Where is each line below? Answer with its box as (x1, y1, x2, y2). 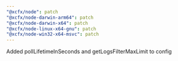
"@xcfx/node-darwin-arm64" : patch (6, 14, 94, 21)
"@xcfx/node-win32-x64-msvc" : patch (6, 31, 99, 37)
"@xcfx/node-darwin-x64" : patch (6, 20, 88, 26)
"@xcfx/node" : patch (6, 8, 59, 15)
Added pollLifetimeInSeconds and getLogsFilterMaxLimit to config (6, 48, 172, 55)
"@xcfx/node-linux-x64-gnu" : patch (6, 25, 97, 32)
